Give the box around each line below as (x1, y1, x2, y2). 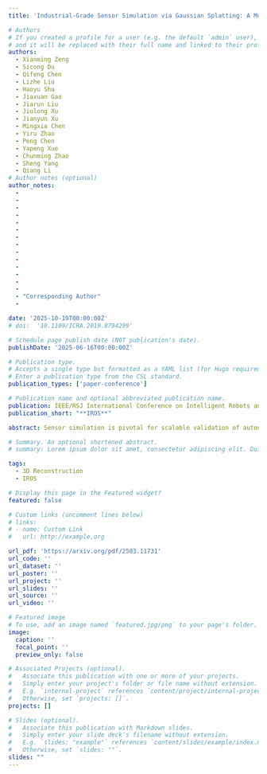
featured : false (8, 496, 62, 504)
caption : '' (15, 635, 56, 643)
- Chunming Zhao (15, 152, 69, 160)
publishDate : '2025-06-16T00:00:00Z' (8, 343, 133, 351)
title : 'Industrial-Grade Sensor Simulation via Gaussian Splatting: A (8, 11, 250, 20)
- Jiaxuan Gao (15, 92, 62, 100)
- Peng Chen (15, 137, 56, 145)
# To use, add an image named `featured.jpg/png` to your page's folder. (8, 621, 258, 629)
